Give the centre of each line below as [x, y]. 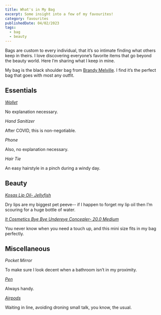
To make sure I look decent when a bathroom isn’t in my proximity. [71, 270]
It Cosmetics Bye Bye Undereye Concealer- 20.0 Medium [62, 219]
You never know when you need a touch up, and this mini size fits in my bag [80, 228]
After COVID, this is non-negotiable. [41, 130]
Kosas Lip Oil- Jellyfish [28, 195]
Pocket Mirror [19, 261]
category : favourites [27, 18]
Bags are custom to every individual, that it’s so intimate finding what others [80, 50]
